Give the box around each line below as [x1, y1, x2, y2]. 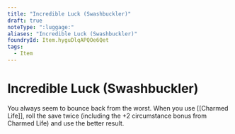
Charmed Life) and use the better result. [7, 118, 125, 128]
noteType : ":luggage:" [7, 23, 74, 30]
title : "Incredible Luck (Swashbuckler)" [7, 10, 132, 18]
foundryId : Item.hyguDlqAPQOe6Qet [7, 37, 110, 44]
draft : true [7, 17, 42, 24]
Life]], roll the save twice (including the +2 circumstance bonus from [7, 111, 207, 120]
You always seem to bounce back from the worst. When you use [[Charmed [7, 104, 229, 112]
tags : [7, 43, 23, 50]
